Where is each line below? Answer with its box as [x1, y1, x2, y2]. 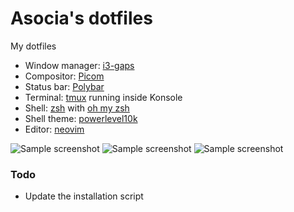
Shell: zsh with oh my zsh [24, 102, 130, 114]
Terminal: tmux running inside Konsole [24, 91, 183, 103]
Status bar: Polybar [24, 80, 105, 92]
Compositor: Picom [24, 70, 105, 82]
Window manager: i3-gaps [24, 59, 135, 71]
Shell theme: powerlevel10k [24, 112, 138, 124]
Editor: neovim [24, 123, 85, 135]
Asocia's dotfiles [10, 7, 153, 30]
